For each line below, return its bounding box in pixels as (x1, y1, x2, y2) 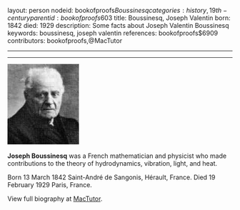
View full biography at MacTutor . (7, 194, 103, 203)
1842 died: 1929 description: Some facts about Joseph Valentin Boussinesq (7, 21, 230, 29)
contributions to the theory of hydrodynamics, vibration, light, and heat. (7, 159, 218, 167)
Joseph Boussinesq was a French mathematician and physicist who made (7, 151, 227, 160)
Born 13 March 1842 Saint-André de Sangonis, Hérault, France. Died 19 (7, 173, 216, 181)
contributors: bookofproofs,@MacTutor (7, 36, 123, 45)
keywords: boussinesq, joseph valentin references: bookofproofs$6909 (7, 29, 219, 37)
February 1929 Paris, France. (7, 181, 93, 189)
